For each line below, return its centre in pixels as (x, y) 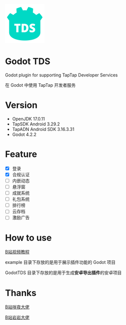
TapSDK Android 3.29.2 (36, 124)
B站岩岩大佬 (17, 318)
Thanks (21, 293)
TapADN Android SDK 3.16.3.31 (43, 129)
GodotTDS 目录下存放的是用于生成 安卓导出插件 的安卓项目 (63, 273)
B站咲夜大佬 (17, 307)
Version (21, 105)
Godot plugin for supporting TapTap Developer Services (62, 75)
